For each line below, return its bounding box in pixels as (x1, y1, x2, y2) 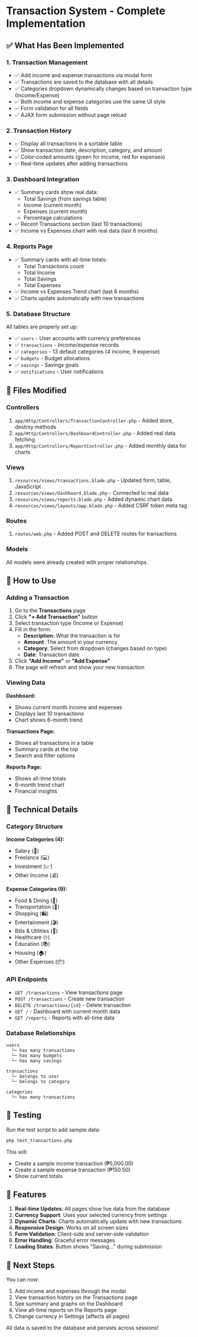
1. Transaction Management (6, 58, 88, 66)
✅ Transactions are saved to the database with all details (14, 78, 154, 85)
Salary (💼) (14, 847, 40, 855)
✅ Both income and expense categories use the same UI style (14, 98, 166, 105)
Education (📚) (14, 941, 50, 948)
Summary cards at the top (14, 745, 79, 752)
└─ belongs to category (11, 1078, 70, 1084)
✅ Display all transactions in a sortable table (14, 140, 122, 147)
